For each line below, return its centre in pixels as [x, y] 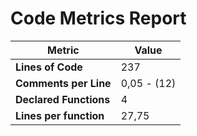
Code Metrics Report [98, 18]
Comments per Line [63, 83]
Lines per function [60, 115]
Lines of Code [49, 67]
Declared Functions [63, 99]
